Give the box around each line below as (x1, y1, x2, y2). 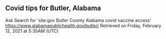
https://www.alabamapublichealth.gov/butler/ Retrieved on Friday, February (5, 22, 161, 28)
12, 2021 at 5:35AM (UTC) (5, 27, 59, 34)
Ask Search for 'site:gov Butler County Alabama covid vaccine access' (5, 17, 152, 23)
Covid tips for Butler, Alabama (5, 4, 102, 12)
